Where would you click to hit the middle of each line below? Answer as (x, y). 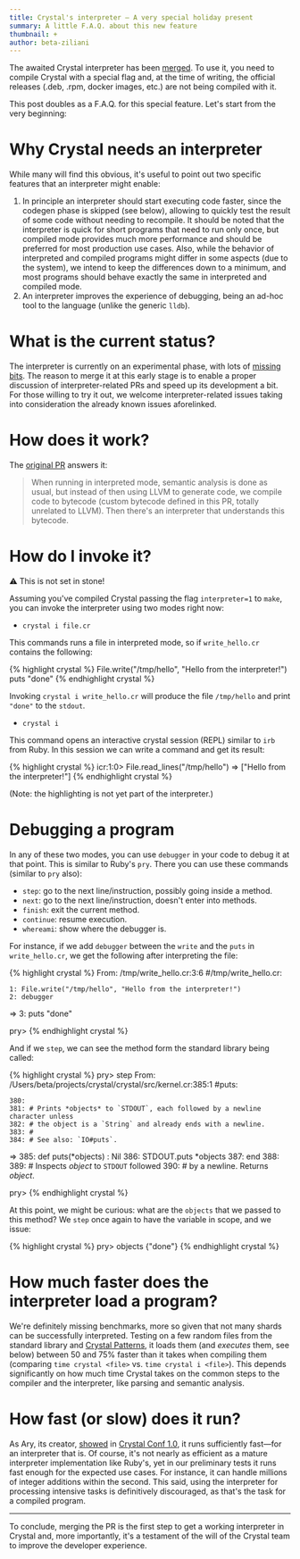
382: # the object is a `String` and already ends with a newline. (137, 1124)
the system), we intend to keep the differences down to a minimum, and (154, 268)
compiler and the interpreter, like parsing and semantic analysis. (127, 1383)
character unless (42, 1116)
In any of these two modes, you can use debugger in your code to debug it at (150, 855)
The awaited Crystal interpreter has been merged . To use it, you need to (142, 68)
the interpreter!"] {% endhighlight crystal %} (91, 776)
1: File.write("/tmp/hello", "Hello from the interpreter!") (125, 989)
